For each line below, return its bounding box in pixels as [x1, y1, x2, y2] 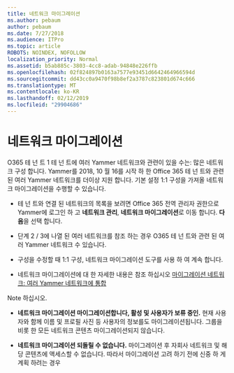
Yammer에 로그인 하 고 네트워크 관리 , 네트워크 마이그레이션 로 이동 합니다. [17, 208, 218, 216]
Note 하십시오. [7, 293, 47, 302]
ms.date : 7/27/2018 [7, 29, 64, 37]
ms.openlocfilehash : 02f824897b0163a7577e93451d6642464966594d [7, 69, 196, 76]
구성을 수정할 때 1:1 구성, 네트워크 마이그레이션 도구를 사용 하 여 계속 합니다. [17, 255, 224, 263]
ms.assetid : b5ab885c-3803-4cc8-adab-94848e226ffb [7, 62, 158, 69]
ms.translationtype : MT [7, 82, 77, 89]
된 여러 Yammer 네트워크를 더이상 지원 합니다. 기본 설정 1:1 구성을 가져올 [7, 176, 205, 184]
